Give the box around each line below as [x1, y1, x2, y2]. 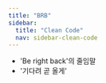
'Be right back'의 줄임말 [19, 56, 96, 66]
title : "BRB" [8, 11, 52, 20]
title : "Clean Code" [15, 26, 84, 34]
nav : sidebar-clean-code [15, 33, 98, 42]
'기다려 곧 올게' [19, 66, 68, 76]
